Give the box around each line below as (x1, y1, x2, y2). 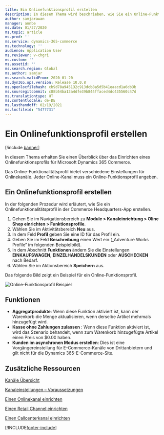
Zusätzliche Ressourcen (5, 364, 81, 372)
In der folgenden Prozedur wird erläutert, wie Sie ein (5, 201, 110, 207)
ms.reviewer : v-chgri (5, 52, 49, 58)
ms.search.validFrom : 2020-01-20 (5, 75, 73, 80)
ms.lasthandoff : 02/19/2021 (5, 103, 62, 108)
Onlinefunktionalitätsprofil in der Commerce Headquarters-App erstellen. (5, 206, 152, 212)
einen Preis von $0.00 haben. (12, 335, 72, 341)
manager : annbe (5, 21, 36, 26)
